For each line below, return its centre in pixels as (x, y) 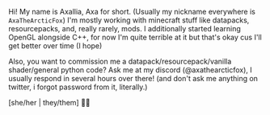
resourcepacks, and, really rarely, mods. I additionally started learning (124, 29)
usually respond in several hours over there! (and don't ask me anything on (133, 78)
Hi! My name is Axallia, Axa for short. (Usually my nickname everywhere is (132, 12)
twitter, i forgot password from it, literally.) (78, 87)
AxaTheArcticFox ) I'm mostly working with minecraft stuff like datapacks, (129, 20)
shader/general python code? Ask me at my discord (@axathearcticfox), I (130, 70)
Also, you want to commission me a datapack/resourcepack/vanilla (120, 61)
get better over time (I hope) (55, 46)
